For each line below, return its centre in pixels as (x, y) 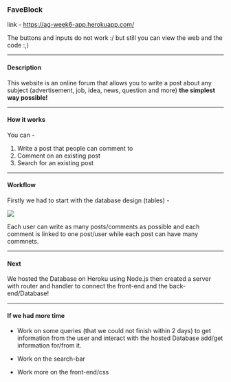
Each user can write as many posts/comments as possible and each (103, 226)
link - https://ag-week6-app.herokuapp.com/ (71, 25)
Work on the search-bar (51, 359)
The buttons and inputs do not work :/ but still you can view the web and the (115, 38)
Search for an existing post (55, 162)
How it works (26, 120)
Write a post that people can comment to (75, 148)
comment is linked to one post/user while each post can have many (103, 234)
